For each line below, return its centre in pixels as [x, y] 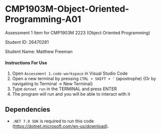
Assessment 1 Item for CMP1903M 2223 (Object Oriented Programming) [78, 33]
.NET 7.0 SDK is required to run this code [53, 121]
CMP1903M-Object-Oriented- [67, 9]
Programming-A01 [43, 19]
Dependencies [28, 109]
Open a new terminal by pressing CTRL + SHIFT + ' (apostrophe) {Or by [84, 79]
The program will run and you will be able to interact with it [71, 94]
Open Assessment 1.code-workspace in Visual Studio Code [70, 73]
